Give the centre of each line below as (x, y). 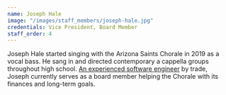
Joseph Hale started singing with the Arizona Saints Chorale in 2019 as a (113, 54)
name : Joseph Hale (34, 14)
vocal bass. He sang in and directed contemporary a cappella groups (108, 62)
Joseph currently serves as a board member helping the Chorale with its (113, 77)
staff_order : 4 (30, 34)
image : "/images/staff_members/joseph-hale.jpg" (80, 21)
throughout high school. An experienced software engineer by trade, (107, 69)
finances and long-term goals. (51, 84)
